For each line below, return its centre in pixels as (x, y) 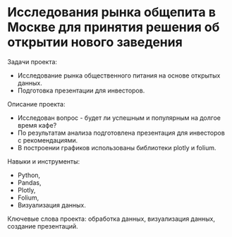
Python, (29, 175)
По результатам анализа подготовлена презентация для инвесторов (121, 133)
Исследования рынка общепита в (112, 12)
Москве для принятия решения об (114, 27)
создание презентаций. (43, 226)
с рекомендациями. (48, 140)
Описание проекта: (36, 104)
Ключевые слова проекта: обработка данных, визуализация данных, (111, 219)
